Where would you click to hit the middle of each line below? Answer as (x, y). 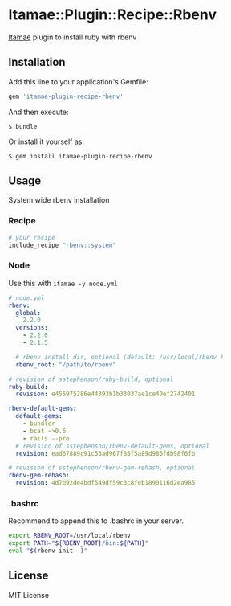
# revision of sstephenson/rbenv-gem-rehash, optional (102, 468)
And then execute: (38, 112)
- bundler (39, 424)
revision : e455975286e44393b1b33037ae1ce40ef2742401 (105, 394)
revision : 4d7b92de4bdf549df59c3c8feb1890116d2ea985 (105, 483)
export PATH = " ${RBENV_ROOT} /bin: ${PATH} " (79, 543)
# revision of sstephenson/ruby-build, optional (91, 379)
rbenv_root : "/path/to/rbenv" (66, 364)
